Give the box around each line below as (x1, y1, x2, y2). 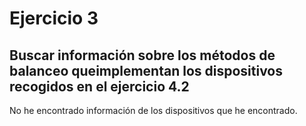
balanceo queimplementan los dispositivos (9, 62, 284, 79)
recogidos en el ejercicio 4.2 (9, 78, 190, 95)
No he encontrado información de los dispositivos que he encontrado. (9, 105, 298, 116)
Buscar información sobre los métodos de (9, 47, 276, 64)
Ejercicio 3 (9, 7, 99, 30)
